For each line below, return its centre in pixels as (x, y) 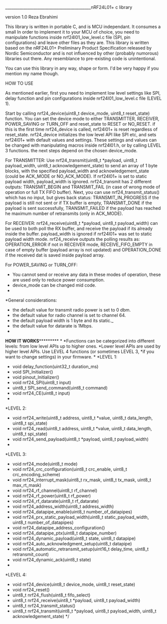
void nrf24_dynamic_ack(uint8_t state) (52, 560)
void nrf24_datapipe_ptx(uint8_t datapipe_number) (65, 533)
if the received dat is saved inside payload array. (55, 255)
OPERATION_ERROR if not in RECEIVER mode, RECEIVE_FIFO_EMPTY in (79, 244)
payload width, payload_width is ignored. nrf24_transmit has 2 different (79, 182)
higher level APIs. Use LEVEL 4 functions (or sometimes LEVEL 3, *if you (80, 352)
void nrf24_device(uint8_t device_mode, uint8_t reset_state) (74, 584)
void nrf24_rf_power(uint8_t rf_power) (52, 496)
